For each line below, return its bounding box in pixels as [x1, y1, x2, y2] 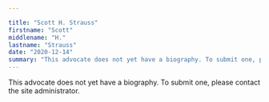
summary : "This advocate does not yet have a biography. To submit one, [8, 56, 256, 64]
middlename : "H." [8, 33, 66, 41]
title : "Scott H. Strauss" [8, 18, 98, 26]
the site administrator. [8, 86, 80, 96]
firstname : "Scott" [8, 25, 74, 34]
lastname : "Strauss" [8, 41, 78, 49]
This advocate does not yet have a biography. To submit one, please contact [8, 77, 261, 87]
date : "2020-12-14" [8, 49, 74, 57]
